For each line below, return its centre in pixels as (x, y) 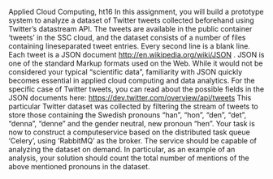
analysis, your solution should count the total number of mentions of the (129, 158)
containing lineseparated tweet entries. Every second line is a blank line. (129, 46)
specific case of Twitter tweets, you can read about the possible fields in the (136, 89)
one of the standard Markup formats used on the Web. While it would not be (136, 63)
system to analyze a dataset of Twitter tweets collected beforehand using (131, 20)
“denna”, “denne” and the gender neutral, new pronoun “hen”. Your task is (132, 124)
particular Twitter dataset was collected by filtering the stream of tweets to (133, 106)
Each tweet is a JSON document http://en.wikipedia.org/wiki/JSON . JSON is (136, 55)
